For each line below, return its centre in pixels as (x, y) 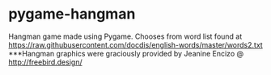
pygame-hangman (72, 14)
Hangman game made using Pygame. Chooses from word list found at (125, 36)
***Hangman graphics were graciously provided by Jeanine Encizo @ (126, 53)
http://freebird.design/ (45, 62)
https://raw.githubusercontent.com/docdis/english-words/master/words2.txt (135, 44)
